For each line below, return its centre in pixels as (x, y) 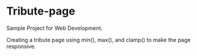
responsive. (21, 46)
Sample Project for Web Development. (54, 28)
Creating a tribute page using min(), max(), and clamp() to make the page (98, 40)
